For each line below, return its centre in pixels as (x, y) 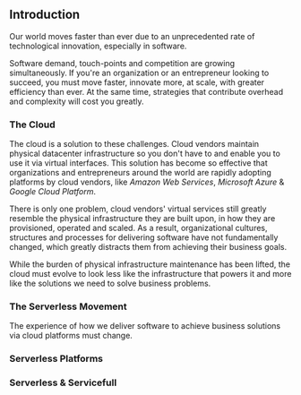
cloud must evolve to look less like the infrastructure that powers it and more (150, 274)
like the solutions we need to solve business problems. (110, 283)
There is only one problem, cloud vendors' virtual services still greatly (138, 209)
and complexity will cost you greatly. (77, 101)
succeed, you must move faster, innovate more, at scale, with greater (137, 82)
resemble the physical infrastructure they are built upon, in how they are (142, 219)
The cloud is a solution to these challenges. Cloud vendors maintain (134, 144)
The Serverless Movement (68, 306)
